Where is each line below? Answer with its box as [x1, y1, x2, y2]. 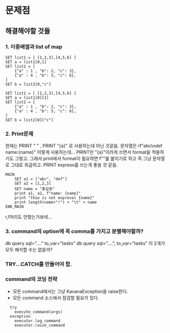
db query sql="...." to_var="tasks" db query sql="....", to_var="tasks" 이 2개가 [5, 240, 165, 246]
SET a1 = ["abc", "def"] [14, 176, 67, 182]
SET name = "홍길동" [14, 187, 55, 192]
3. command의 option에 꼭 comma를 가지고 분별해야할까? [5, 228, 144, 235]
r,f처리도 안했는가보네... [5, 214, 52, 220]
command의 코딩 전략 [5, 276, 58, 283]
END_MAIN [5, 204, 24, 210]
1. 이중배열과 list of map [5, 43, 63, 50]
